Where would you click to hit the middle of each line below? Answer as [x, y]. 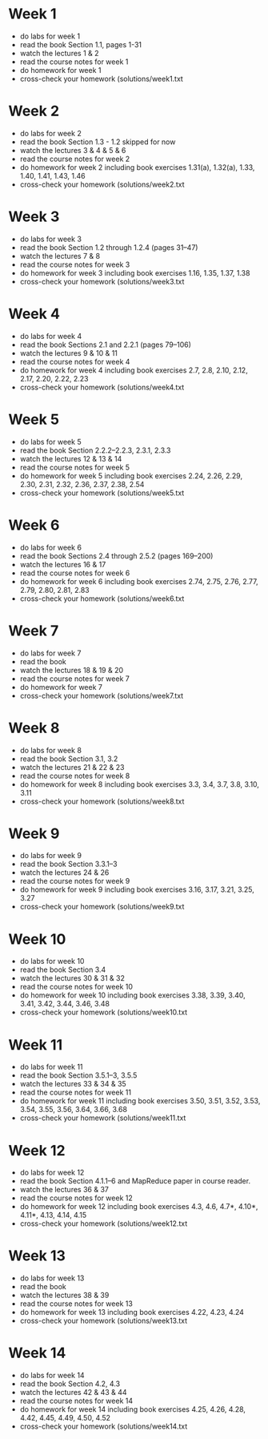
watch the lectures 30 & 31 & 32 [72, 978]
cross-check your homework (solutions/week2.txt [102, 184]
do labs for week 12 [52, 1173]
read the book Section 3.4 [63, 969]
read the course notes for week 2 [75, 159]
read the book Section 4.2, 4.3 [70, 1384]
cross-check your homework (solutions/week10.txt [104, 1012]
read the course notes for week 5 [75, 467]
